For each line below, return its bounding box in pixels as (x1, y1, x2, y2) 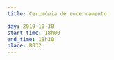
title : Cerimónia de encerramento (7, 10, 108, 17)
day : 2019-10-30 (7, 22, 54, 30)
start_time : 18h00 (7, 29, 60, 36)
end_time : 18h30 (7, 36, 54, 43)
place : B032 (7, 43, 42, 50)
